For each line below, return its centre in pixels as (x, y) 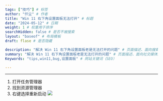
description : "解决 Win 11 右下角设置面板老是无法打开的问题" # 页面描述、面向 (78, 50)
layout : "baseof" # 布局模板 (33, 37)
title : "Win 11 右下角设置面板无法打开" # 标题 (49, 18)
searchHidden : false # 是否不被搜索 (40, 32)
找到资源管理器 (27, 88)
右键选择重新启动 (29, 94)
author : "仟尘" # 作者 (26, 14)
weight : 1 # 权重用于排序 (29, 28)
